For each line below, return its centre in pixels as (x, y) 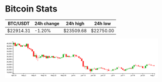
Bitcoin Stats (31, 9)
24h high (75, 24)
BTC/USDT (19, 24)
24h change (47, 24)
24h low (102, 24)
